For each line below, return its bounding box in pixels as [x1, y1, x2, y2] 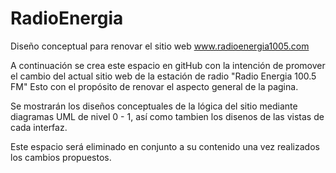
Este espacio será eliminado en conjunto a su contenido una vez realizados [10, 140, 320, 152]
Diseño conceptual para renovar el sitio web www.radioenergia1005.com [10, 40, 310, 52]
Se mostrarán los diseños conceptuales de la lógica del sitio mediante [10, 100, 298, 112]
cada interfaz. [10, 121, 68, 133]
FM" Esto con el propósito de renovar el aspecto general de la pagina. [10, 80, 299, 92]
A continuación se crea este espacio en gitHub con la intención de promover [10, 59, 326, 71]
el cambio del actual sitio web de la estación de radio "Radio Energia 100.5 [10, 70, 317, 82]
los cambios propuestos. [10, 151, 112, 163]
